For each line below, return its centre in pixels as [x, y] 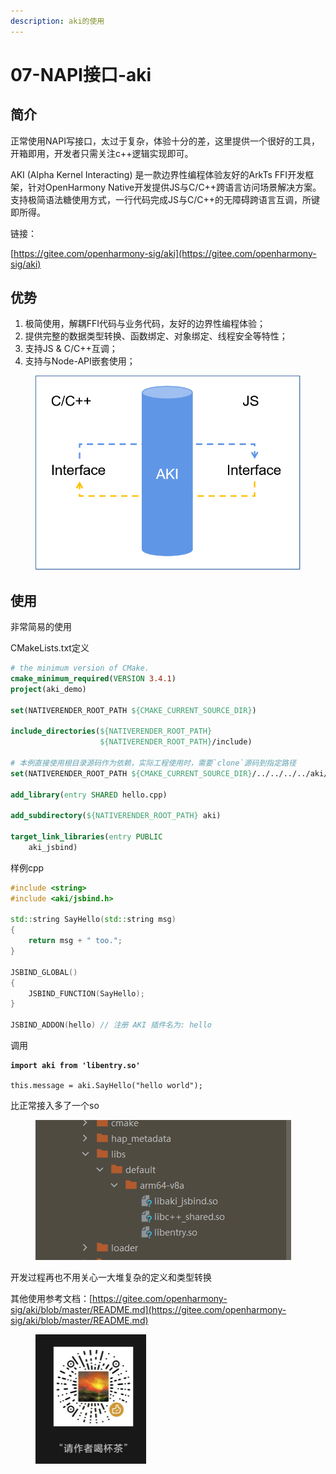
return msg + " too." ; [75, 941]
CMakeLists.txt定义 [50, 648]
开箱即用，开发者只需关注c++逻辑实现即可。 [102, 153]
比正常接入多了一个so [55, 1106]
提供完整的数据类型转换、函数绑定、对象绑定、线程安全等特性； [156, 336]
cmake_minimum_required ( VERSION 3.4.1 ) [93, 678]
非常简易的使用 [41, 627]
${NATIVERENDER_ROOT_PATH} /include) [176, 742]
